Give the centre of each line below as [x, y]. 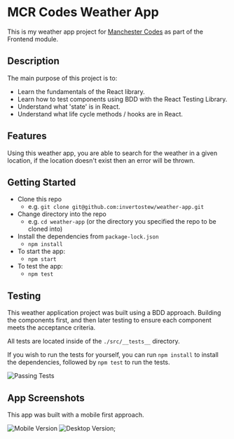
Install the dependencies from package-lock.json [88, 236]
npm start [42, 259]
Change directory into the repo [62, 214]
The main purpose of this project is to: [62, 78]
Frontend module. [33, 39]
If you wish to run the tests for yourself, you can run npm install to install [113, 355]
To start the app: [41, 251]
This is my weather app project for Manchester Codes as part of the [105, 32]
